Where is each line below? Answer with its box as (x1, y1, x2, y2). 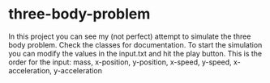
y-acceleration (54, 65, 103, 75)
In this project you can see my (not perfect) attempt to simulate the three (8, 31, 251, 41)
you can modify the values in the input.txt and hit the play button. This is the (8, 48, 262, 58)
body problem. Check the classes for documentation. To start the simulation (8, 39, 263, 49)
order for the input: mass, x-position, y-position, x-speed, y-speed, (8, 57, 233, 67)
